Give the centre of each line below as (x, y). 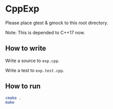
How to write (26, 48)
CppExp (22, 9)
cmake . (13, 98)
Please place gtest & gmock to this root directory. (57, 23)
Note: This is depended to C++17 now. (45, 32)
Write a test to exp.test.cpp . (35, 70)
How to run (23, 86)
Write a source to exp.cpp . (32, 61)
